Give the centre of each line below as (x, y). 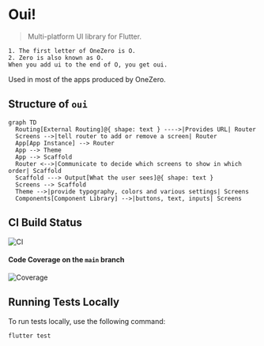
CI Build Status (45, 223)
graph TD (23, 122)
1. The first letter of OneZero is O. (72, 51)
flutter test (30, 336)
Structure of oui (48, 104)
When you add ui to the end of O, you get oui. (88, 65)
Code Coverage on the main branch (66, 260)
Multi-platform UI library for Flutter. (85, 36)
